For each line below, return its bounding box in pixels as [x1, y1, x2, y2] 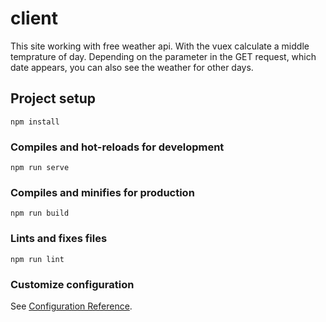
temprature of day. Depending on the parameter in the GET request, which [10, 50, 317, 62]
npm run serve [10, 163, 70, 173]
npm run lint [10, 254, 65, 264]
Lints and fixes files [10, 232, 108, 246]
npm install [10, 117, 60, 127]
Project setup [10, 90, 97, 107]
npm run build [10, 208, 70, 219]
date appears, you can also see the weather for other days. [10, 61, 254, 73]
